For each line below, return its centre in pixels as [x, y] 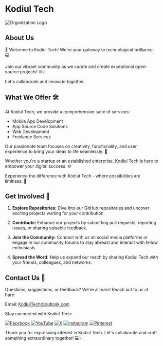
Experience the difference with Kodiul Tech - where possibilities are [73, 176]
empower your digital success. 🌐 [38, 166]
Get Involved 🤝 [27, 196]
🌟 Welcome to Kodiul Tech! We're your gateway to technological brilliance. [80, 49]
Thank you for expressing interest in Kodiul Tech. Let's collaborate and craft [81, 333]
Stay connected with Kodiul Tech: [39, 314]
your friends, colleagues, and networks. [52, 262]
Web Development [31, 131]
